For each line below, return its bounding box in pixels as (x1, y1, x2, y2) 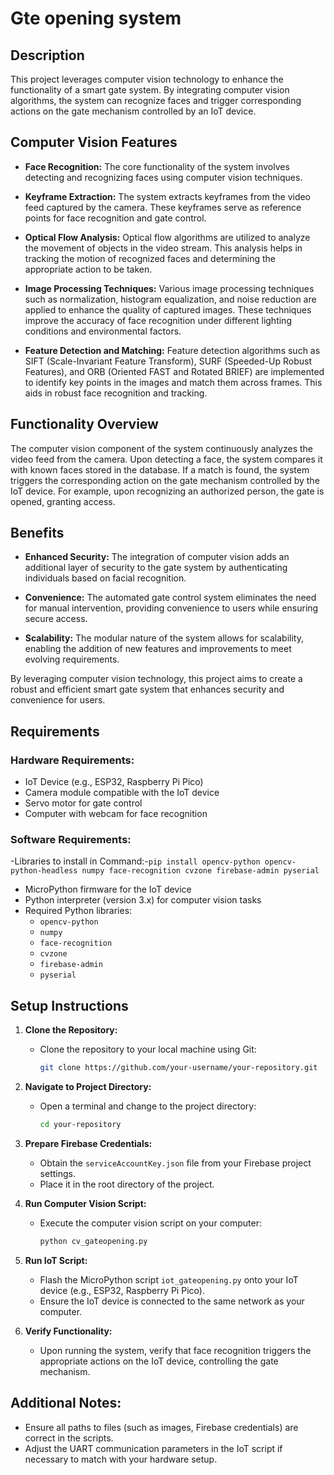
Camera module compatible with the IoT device (24, 787, 220, 799)
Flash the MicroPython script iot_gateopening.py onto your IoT (39, 1273, 299, 1286)
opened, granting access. (10, 495, 116, 507)
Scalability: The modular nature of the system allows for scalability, (24, 632, 304, 644)
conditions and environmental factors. (24, 325, 182, 337)
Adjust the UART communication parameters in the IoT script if (24, 1442, 283, 1454)
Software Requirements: (10, 833, 132, 847)
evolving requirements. (24, 653, 120, 666)
